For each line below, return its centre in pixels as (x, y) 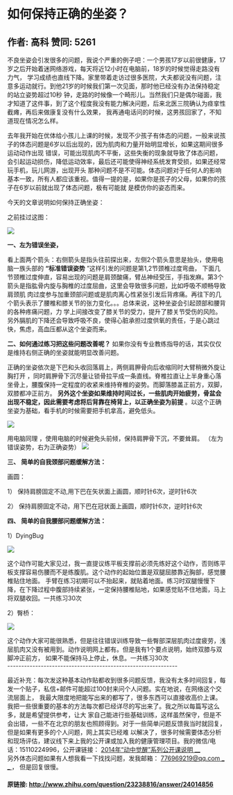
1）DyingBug (25, 536)
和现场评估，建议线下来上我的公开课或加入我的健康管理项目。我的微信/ (109, 741)
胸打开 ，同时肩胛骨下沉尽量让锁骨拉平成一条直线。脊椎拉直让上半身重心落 (114, 376)
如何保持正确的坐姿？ (68, 14)
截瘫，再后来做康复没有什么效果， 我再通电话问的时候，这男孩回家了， (108, 112)
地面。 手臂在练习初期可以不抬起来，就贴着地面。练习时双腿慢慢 (117, 581)
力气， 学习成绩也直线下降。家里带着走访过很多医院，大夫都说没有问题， (111, 77)
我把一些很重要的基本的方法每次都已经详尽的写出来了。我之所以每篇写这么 (113, 706)
